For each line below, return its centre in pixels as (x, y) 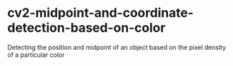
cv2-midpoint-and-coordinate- (101, 13)
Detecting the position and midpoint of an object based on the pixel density (117, 47)
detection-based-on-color (86, 28)
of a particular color (36, 55)
